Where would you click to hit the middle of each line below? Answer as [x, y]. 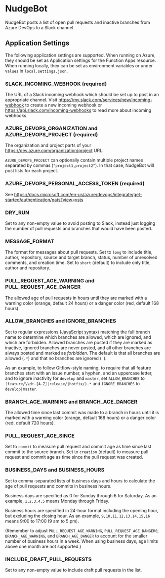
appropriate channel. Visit [31, 100]
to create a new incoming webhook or [63, 105]
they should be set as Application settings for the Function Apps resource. [81, 60]
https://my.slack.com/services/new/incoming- [105, 100]
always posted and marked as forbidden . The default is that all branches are [83, 353]
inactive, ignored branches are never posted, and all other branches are [78, 348]
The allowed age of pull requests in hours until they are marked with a [76, 298]
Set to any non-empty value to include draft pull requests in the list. [74, 570]
